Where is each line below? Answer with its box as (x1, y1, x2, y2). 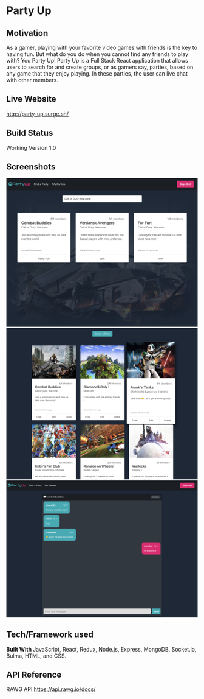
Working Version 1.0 (6, 144, 56, 151)
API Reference (6, 669, 62, 680)
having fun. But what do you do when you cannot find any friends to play (6, 51, 189, 58)
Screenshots (6, 162, 56, 172)
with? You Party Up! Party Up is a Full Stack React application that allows (6, 57, 188, 64)
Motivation (6, 28, 49, 38)
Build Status (6, 128, 53, 138)
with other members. (6, 77, 59, 83)
